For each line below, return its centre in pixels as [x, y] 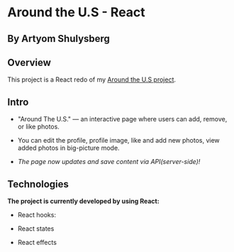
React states [36, 229]
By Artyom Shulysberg [58, 39]
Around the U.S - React [76, 12]
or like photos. [39, 127]
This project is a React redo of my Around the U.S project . [91, 80]
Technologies [38, 184]
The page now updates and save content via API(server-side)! [109, 162]
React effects [37, 243]
